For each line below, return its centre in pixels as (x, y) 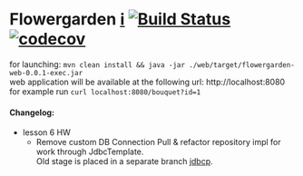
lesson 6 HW (46, 132)
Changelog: (32, 112)
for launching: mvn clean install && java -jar (98, 64)
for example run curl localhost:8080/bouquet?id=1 (105, 91)
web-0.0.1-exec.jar (46, 73)
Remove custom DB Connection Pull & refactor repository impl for (158, 142)
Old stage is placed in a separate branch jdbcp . (124, 161)
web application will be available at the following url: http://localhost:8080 (147, 82)
